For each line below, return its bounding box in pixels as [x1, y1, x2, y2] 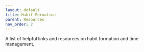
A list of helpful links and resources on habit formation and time [5, 36, 139, 42]
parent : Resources [5, 17, 44, 22]
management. [5, 41, 35, 47]
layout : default [5, 7, 40, 13]
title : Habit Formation [5, 12, 56, 17]
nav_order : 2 [5, 21, 33, 27]
